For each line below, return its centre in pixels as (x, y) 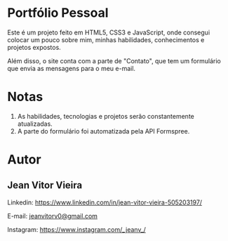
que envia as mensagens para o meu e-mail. (71, 68)
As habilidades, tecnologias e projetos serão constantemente (106, 116)
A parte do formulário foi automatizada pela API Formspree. (103, 131)
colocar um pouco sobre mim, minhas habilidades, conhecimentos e (106, 39)
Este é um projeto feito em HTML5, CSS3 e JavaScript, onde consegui (109, 32)
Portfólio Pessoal (58, 13)
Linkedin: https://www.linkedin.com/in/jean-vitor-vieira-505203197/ (105, 202)
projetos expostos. (34, 47)
